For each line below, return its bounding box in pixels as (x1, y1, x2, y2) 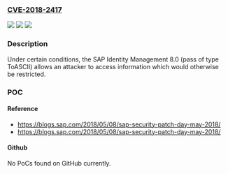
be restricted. (7, 70, 46, 78)
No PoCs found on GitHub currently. (7, 159, 111, 167)
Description (7, 39, 48, 49)
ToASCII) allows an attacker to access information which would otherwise (7, 62, 219, 71)
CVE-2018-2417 (7, 5, 62, 15)
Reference (7, 105, 38, 113)
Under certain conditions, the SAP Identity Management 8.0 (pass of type (7, 55, 219, 64)
